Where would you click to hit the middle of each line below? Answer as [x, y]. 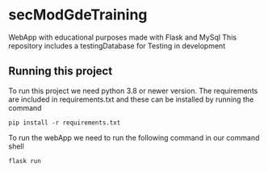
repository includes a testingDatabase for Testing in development [117, 45]
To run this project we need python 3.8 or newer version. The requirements [133, 90]
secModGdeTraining [78, 15]
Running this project [61, 71]
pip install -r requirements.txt [65, 123]
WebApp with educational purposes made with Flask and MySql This [122, 37]
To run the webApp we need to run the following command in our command [134, 137]
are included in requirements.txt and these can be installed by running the [131, 99]
